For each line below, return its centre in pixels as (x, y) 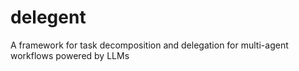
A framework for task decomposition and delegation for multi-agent (149, 45)
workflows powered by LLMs (70, 55)
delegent (48, 17)
